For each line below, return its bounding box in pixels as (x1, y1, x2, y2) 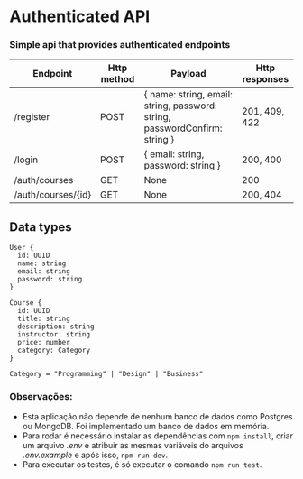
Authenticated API (9, 6, 151, 27)
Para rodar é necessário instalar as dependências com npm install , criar (22, 430, 293, 441)
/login (14, 153, 39, 166)
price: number (17, 338, 70, 347)
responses (242, 73, 289, 86)
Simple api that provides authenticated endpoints (9, 39, 231, 51)
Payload (170, 68, 207, 80)
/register (14, 111, 50, 124)
